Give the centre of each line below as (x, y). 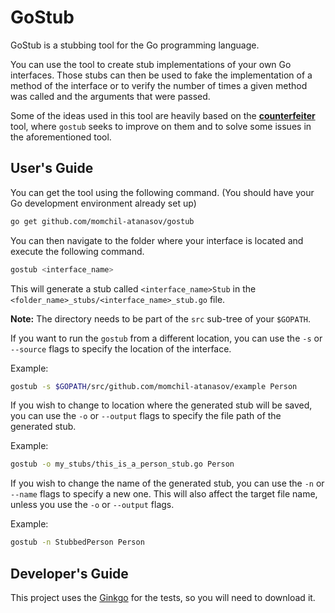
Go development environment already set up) (103, 203)
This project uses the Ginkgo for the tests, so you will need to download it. (163, 597)
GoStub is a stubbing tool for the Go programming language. (135, 45)
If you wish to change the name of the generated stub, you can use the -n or (167, 483)
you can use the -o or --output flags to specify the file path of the (146, 416)
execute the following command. (77, 251)
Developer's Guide (69, 573)
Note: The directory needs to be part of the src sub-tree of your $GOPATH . (161, 318)
